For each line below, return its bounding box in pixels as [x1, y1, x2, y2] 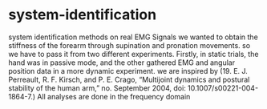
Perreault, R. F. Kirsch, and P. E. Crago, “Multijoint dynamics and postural [8, 75, 250, 84]
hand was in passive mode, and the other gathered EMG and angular [8, 58, 235, 67]
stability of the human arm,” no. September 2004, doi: [8, 83, 186, 93]
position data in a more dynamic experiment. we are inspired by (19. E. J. [8, 66, 249, 75]
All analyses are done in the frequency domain [37, 91, 191, 101]
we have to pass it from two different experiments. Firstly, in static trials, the [8, 49, 259, 59]
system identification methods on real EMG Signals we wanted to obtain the [8, 32, 258, 42]
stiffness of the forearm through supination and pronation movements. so [8, 40, 251, 50]
